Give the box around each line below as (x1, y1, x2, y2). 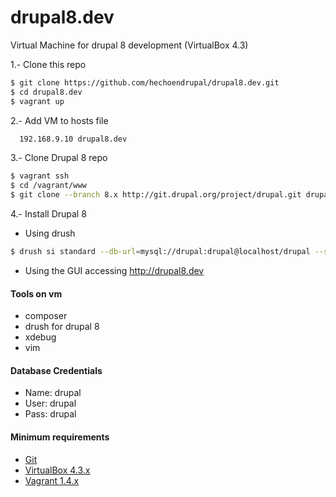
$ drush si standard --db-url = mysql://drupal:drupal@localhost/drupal (10, 247, 311, 257)
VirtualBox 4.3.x (24, 464, 91, 476)
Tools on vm (10, 287, 63, 300)
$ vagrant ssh (10, 171, 70, 181)
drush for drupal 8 (24, 321, 100, 333)
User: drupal (24, 397, 77, 410)
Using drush (24, 227, 76, 240)
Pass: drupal (24, 408, 77, 420)
